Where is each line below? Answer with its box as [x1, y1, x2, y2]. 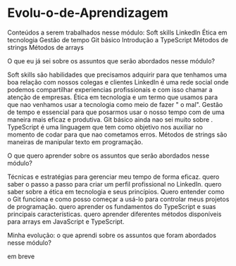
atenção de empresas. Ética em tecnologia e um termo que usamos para [7, 93, 218, 101]
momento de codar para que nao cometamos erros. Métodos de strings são [7, 130, 228, 139]
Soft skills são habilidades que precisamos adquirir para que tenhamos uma [7, 70, 228, 79]
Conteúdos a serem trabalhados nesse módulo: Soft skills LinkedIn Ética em [7, 28, 228, 37]
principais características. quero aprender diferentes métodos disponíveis [7, 210, 222, 218]
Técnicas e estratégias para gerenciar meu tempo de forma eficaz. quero [7, 172, 220, 181]
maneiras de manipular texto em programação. [7, 137, 143, 146]
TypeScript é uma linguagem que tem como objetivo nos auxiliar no [7, 122, 203, 131]
